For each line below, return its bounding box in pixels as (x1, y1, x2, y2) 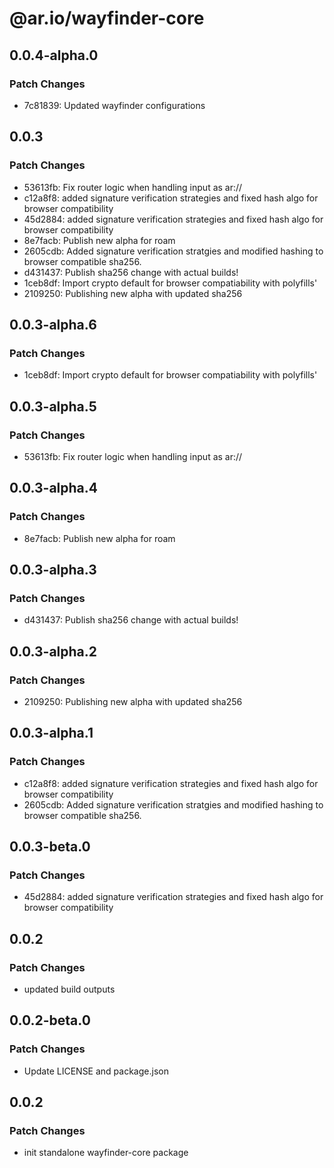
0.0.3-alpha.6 (9, 316, 97, 333)
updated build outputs (23, 983, 116, 996)
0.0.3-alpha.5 (9, 398, 97, 415)
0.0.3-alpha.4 (9, 480, 99, 497)
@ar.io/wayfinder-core (9, 7, 205, 30)
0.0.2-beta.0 (9, 1012, 91, 1029)
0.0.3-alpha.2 (9, 643, 98, 660)
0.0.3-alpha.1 (9, 725, 94, 742)
